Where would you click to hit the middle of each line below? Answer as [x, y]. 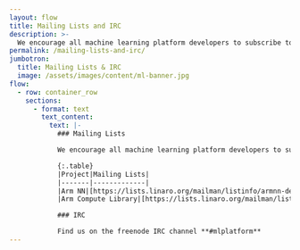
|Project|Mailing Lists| [103, 174]
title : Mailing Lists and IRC [66, 26]
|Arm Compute [81, 199]
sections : [44, 100]
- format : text [61, 109]
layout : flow [33, 17]
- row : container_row [58, 92]
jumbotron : [29, 59]
